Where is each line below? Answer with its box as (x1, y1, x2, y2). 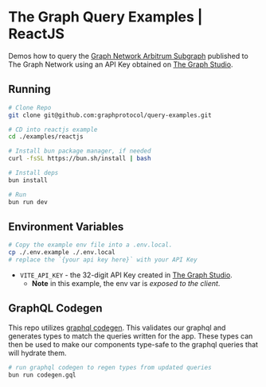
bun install (8, 176, 48, 184)
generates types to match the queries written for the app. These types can (8, 331, 253, 341)
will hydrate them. (8, 348, 67, 358)
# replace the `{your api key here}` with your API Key (8, 256, 198, 264)
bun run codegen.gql (8, 370, 77, 379)
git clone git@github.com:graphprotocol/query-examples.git (8, 111, 213, 119)
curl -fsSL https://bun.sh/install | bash (8, 155, 151, 163)
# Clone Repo (8, 103, 52, 111)
